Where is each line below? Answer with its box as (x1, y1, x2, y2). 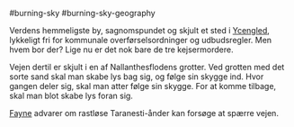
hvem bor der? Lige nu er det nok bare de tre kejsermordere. (9, 44, 234, 55)
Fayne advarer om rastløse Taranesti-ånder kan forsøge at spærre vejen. (9, 108, 279, 118)
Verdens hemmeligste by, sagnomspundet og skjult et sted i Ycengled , (9, 25, 270, 35)
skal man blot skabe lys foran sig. (9, 90, 133, 101)
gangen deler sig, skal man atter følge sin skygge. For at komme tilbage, (9, 81, 277, 91)
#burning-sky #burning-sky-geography (9, 8, 156, 18)
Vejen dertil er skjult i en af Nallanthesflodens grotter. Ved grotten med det (9, 62, 285, 72)
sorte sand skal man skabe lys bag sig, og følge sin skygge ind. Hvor (9, 71, 264, 82)
